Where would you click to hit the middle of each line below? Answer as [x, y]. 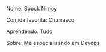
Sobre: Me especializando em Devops [53, 43]
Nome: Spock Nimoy [32, 9]
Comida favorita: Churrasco [40, 20]
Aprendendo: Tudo [29, 31]
